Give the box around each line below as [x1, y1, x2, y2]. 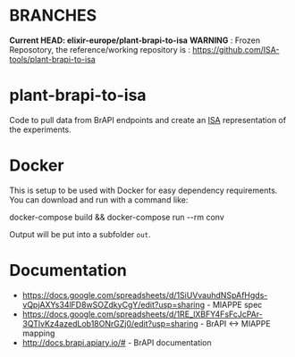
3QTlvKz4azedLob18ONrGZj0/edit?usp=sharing [21, 318, 198, 328]
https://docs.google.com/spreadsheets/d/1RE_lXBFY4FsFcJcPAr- [21, 309, 264, 320]
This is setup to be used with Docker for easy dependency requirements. [9, 185, 278, 195]
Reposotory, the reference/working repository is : [9, 44, 190, 54]
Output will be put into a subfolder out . [9, 228, 152, 239]
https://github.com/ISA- [191, 44, 280, 54]
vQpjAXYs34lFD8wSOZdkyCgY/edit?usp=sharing [21, 299, 206, 310]
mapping [21, 328, 55, 338]
